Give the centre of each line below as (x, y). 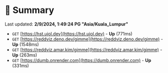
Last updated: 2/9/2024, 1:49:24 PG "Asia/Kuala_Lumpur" (67, 24)
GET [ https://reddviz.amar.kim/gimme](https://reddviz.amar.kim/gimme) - (87, 49)
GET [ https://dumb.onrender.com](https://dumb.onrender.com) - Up (81, 60)
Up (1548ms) (25, 44)
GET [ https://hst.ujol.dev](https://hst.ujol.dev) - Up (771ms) (72, 33)
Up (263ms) (24, 55)
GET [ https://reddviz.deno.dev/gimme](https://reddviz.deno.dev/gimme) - (88, 39)
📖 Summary (29, 10)
